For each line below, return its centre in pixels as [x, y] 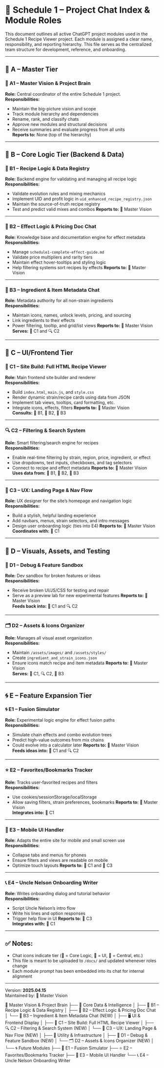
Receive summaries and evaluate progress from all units [69, 129]
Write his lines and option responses [49, 913]
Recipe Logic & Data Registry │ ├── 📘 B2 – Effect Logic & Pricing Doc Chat [81, 1010]
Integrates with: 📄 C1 [33, 923]
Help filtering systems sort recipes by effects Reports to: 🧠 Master [79, 267]
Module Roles [33, 20]
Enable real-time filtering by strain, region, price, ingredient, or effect [81, 457]
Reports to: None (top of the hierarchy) [52, 134]
